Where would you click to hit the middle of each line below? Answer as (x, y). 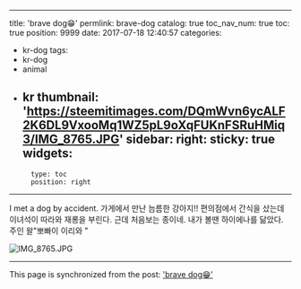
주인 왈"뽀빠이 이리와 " (49, 231)
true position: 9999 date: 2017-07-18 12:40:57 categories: (116, 33)
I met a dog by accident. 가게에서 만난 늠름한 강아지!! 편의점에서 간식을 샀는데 (147, 208)
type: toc (49, 174)
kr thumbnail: (60, 97)
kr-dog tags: (45, 50)
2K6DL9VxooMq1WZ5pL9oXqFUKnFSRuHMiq (153, 125)
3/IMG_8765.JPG (71, 140)
